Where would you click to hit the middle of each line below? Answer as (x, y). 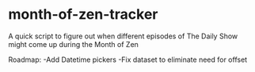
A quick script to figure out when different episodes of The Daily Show (123, 36)
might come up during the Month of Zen (73, 44)
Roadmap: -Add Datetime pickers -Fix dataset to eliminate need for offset (128, 59)
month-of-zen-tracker (83, 14)
